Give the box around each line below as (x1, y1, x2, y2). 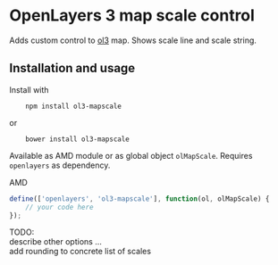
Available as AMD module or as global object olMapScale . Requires (9, 150, 253, 161)
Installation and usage (9, 61, 136, 76)
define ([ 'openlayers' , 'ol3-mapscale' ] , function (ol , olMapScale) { (9, 194, 270, 203)
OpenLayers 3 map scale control (9, 5, 255, 26)
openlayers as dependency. (9, 160, 111, 170)
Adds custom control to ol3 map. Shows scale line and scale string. (9, 35, 257, 46)
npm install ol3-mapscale (25, 102, 122, 111)
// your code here (25, 203, 94, 211)
